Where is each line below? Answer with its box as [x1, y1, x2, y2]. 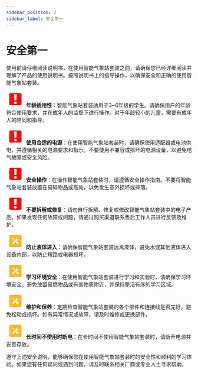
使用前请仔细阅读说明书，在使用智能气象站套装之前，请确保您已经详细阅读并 [6, 64, 192, 72]
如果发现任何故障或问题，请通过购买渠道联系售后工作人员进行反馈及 [16, 213, 181, 221]
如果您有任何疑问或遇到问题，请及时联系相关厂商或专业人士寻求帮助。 [16, 361, 187, 368]
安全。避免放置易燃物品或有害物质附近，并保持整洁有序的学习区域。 [11, 281, 177, 288]
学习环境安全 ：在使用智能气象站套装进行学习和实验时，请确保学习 [25, 274, 186, 281]
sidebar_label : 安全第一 [6, 15, 64, 22]
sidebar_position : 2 [6, 9, 57, 15]
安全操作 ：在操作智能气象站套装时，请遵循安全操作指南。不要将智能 [25, 176, 192, 183]
